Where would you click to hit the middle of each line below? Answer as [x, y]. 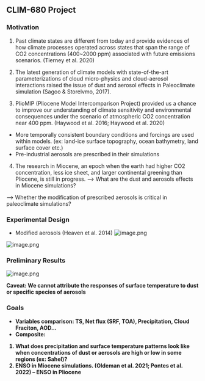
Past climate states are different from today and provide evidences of [102, 41]
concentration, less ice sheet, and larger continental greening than [99, 172]
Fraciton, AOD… [36, 328]
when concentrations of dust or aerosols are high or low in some [98, 352]
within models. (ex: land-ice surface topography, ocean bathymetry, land [106, 141]
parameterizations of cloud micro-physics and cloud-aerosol [92, 78]
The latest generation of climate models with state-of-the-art [92, 72]
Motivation [23, 27]
